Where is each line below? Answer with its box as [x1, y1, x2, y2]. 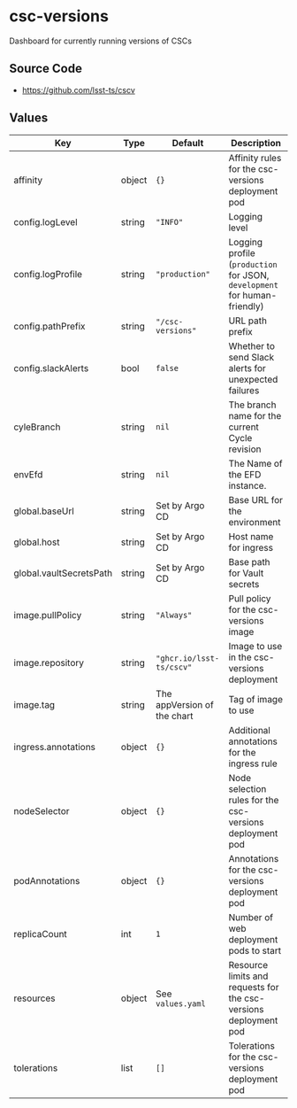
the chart [156, 709, 194, 722]
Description [231, 136, 281, 149]
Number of [228, 910, 274, 923]
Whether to [228, 339, 276, 352]
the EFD [228, 468, 262, 480]
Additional [228, 724, 271, 736]
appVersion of [156, 698, 214, 710]
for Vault [228, 567, 264, 579]
